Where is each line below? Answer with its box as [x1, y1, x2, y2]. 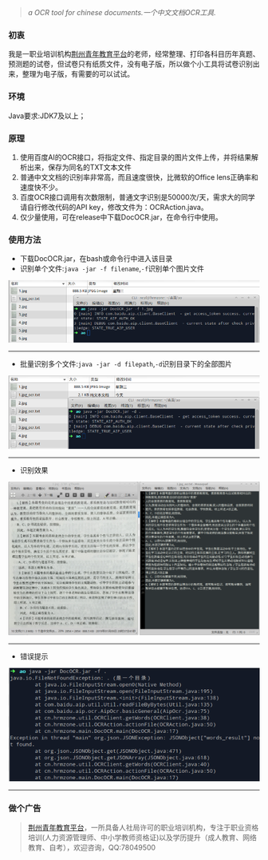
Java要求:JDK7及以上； [8, 111, 86, 121]
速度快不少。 [19, 182, 62, 192]
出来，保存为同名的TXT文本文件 [26, 162, 132, 172]
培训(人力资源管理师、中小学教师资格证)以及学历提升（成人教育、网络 [27, 832, 258, 842]
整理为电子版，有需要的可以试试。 [22, 69, 134, 79]
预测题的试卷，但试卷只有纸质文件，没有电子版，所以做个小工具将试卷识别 [8, 59, 253, 69]
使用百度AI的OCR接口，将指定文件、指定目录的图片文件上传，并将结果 [19, 152, 252, 162]
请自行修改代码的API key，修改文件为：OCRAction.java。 [19, 202, 209, 212]
